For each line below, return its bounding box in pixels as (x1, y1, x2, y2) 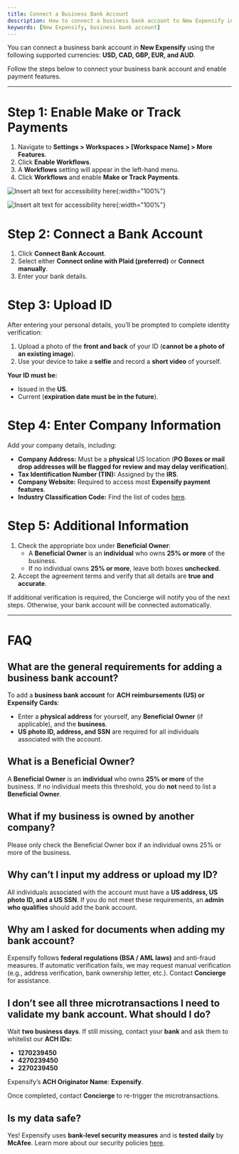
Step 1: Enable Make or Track (7, 104, 181, 120)
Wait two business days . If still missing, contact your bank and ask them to (7, 1027, 229, 1036)
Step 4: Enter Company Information (7, 417, 222, 434)
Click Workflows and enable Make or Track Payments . (17, 173, 180, 182)
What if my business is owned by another (7, 811, 195, 823)
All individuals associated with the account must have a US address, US (7, 888, 218, 896)
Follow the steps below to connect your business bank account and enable (7, 65, 227, 74)
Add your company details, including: (7, 441, 117, 450)
